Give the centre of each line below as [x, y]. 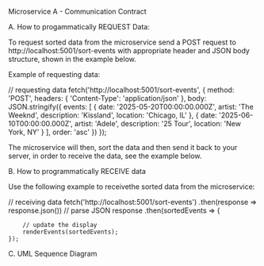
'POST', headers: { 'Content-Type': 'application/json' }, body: [107, 98]
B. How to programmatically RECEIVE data [77, 171]
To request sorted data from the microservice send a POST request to [122, 42]
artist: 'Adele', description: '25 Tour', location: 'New [158, 123]
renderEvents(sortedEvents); [71, 232]
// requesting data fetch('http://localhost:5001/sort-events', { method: [121, 90]
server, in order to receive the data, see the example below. [105, 156]
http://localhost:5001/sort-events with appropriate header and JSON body [129, 50]
